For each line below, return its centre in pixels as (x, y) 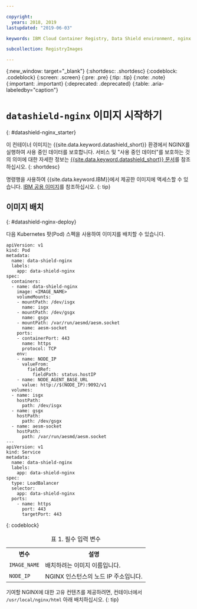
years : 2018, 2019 (34, 22)
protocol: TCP (39, 349)
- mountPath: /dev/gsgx (46, 312)
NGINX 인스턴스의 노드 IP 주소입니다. (94, 576)
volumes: (22, 390)
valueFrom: (35, 364)
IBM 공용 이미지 (42, 187)
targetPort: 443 (42, 514)
